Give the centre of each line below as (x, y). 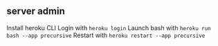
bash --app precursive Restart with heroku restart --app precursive (106, 35)
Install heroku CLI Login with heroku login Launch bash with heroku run (109, 27)
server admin (36, 11)
